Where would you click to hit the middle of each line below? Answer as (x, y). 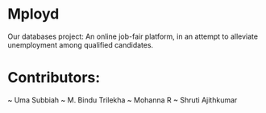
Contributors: (54, 78)
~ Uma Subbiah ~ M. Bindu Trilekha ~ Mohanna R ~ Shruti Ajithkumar (123, 100)
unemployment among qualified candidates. (81, 44)
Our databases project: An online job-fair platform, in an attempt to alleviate (133, 36)
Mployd (33, 14)
